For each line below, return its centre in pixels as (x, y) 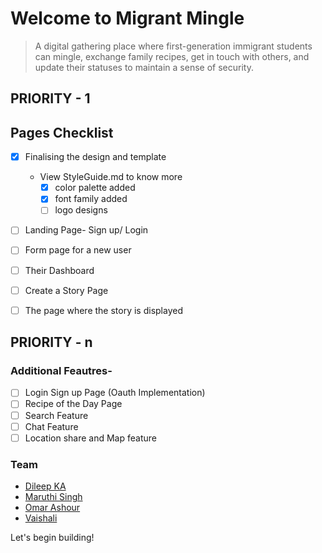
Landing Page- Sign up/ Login (86, 230)
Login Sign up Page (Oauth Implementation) (115, 393)
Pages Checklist (62, 132)
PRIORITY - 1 (50, 98)
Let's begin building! (52, 537)
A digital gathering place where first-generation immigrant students (173, 46)
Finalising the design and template (95, 157)
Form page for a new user (78, 250)
